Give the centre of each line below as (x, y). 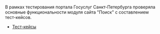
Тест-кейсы (24, 27)
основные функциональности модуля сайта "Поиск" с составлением (77, 12)
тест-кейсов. (18, 17)
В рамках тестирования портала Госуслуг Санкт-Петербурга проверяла (80, 7)
